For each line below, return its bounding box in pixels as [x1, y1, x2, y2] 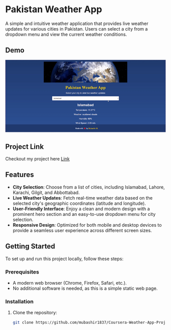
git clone [12, 320, 34, 325]
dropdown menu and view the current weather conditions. [5, 31, 127, 37]
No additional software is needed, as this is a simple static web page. [12, 285, 158, 291]
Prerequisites [5, 268, 39, 276]
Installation [5, 298, 34, 305]
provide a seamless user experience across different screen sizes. [12, 227, 152, 233]
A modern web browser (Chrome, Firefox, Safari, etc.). [12, 280, 127, 286]
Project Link [5, 142, 44, 151]
